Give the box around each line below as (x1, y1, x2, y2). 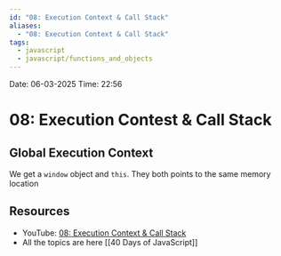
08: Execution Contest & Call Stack (9, 110, 272, 130)
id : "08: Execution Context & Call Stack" (9, 12, 169, 22)
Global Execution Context (9, 145, 154, 160)
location (9, 179, 39, 188)
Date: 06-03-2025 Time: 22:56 (9, 79, 123, 89)
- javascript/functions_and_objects (17, 54, 153, 63)
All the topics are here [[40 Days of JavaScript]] (21, 236, 198, 247)
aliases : (9, 21, 42, 30)
